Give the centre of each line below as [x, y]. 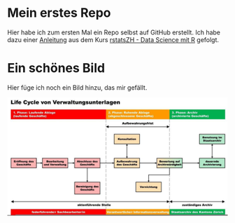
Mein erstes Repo [59, 13]
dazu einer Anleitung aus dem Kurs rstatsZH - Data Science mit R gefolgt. [113, 39]
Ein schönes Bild [56, 68]
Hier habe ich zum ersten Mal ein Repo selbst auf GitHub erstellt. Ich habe [114, 32]
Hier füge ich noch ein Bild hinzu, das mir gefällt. [77, 87]
